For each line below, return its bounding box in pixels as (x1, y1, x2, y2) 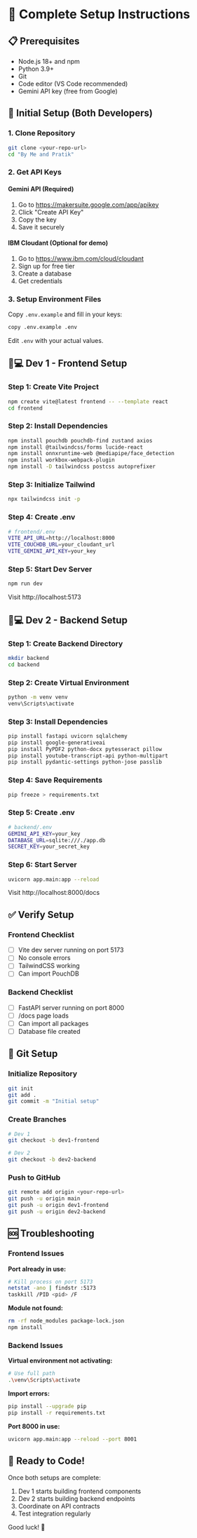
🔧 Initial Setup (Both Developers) (8, 107, 153, 119)
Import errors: (8, 1389, 50, 1398)
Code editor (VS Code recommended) (18, 80, 128, 88)
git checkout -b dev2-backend (8, 1156, 97, 1163)
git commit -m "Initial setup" (8, 1098, 100, 1105)
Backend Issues (8, 1340, 64, 1350)
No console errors (18, 954, 71, 962)
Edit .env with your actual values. (8, 336, 104, 344)
